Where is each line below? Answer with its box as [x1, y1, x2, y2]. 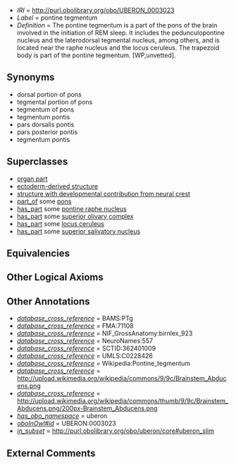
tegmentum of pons [16, 105, 75, 114]
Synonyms [6, 71, 55, 83]
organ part [16, 174, 48, 183]
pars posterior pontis [16, 127, 78, 136]
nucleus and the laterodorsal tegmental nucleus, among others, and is [16, 36, 220, 44]
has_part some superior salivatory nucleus [16, 227, 141, 235]
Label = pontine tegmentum [16, 13, 98, 22]
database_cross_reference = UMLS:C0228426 [16, 352, 153, 360]
